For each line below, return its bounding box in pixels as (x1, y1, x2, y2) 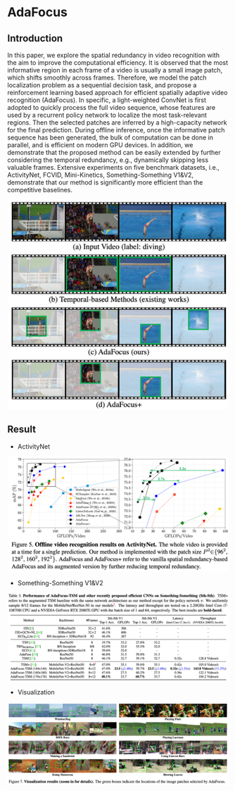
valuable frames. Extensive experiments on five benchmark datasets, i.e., (7, 163, 220, 171)
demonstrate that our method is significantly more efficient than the (7, 178, 203, 187)
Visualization (17, 687, 55, 696)
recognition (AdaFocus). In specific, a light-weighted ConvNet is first (7, 96, 206, 104)
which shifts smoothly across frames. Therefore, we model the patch (7, 73, 207, 82)
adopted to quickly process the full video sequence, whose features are (7, 104, 216, 111)
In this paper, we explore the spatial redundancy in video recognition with (7, 51, 220, 59)
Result (7, 423, 37, 435)
